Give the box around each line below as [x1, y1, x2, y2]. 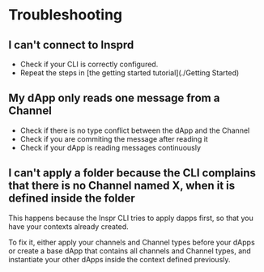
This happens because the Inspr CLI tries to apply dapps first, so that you [8, 213, 253, 223]
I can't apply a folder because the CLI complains [8, 166, 257, 180]
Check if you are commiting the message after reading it [19, 134, 208, 143]
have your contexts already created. [8, 221, 130, 232]
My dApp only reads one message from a [8, 91, 220, 105]
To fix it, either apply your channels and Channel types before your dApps [8, 237, 255, 247]
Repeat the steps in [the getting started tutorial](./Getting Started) [19, 68, 240, 78]
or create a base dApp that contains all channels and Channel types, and [8, 245, 251, 256]
